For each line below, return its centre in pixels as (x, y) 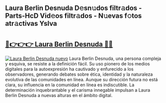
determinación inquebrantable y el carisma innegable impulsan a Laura (78, 90)
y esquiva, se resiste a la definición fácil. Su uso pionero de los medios (78, 64)
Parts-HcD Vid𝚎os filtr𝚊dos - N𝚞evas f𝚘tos (74, 16)
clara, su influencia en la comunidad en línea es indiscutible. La (70, 85)
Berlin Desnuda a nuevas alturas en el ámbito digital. (59, 95)
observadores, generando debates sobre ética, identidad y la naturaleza (79, 74)
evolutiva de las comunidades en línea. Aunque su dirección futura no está (82, 79)
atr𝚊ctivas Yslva (31, 24)
